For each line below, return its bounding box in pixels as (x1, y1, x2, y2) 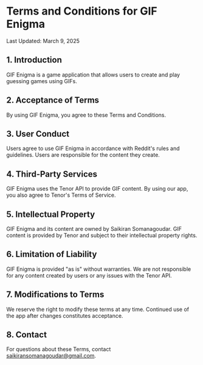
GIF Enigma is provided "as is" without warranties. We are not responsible (6, 265, 191, 273)
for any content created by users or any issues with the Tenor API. (6, 271, 172, 279)
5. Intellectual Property (6, 209, 95, 219)
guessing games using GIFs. (6, 77, 77, 84)
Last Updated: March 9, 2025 (6, 37, 80, 44)
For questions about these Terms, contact (6, 346, 111, 353)
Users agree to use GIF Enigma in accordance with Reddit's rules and (6, 145, 181, 152)
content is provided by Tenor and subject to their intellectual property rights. (6, 232, 198, 239)
